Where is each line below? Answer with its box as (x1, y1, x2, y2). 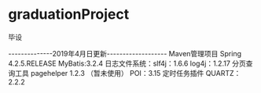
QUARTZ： (205, 68, 241, 77)
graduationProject (8, 5, 130, 23)
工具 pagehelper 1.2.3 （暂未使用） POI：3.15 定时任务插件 (14, 68, 204, 77)
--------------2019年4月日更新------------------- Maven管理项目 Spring (8, 48, 242, 58)
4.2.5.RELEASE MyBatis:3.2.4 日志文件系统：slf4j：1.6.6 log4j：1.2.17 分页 (8, 59, 246, 68)
